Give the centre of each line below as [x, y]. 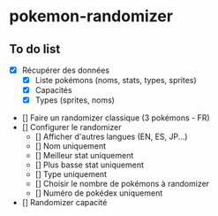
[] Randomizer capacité [64, 203]
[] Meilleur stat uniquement [84, 156]
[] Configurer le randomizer [71, 127]
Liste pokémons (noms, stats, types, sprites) [116, 81]
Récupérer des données [66, 70]
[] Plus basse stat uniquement [89, 165]
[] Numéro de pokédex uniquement [99, 193]
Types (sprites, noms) [75, 100]
